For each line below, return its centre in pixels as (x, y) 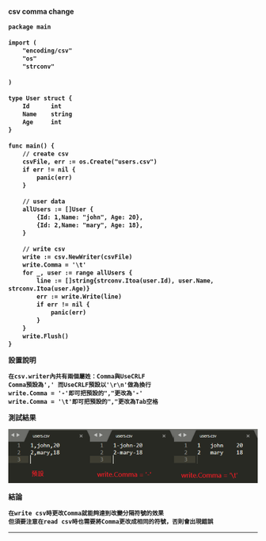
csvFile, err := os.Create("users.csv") (90, 162)
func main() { (32, 146)
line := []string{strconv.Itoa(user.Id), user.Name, (125, 281)
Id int (42, 106)
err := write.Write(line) (80, 297)
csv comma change (41, 12)
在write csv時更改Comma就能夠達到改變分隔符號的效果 (86, 514)
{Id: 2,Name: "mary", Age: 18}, (90, 225)
